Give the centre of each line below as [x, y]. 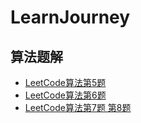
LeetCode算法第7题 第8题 [78, 107]
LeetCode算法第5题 [65, 82]
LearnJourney [70, 17]
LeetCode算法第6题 [65, 95]
